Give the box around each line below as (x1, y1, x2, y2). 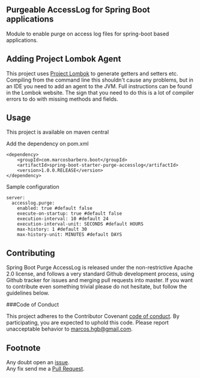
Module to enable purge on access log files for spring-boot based (6, 30, 169, 37)
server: (6, 195, 26, 201)
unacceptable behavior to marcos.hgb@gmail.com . (6, 325, 133, 332)
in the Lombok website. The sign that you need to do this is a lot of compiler (6, 89, 194, 96)
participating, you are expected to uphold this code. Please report (6, 319, 169, 326)
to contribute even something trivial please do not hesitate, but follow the (6, 283, 187, 290)
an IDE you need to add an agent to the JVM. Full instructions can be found (6, 82, 192, 89)
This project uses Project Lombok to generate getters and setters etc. (6, 70, 178, 77)
